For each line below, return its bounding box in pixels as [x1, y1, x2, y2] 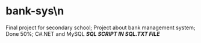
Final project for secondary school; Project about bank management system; [5, 24, 196, 31]
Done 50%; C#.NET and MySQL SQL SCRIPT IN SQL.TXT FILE [5, 30, 160, 37]
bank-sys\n [5, 4, 64, 18]
